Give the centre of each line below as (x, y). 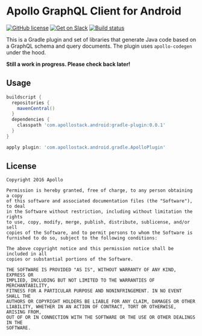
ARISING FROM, (24, 312)
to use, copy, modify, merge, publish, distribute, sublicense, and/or (98, 222)
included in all (27, 254)
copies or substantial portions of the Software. (70, 259)
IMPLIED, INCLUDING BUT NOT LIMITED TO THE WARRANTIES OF (80, 280)
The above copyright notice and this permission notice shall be (90, 249)
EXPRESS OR (20, 275)
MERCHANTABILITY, (28, 286)
